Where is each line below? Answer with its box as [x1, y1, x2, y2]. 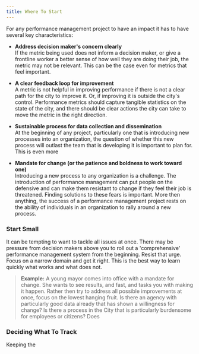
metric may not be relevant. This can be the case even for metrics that [14, 62, 187, 69]
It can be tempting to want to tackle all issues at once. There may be [6, 238, 173, 245]
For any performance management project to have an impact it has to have [6, 25, 189, 32]
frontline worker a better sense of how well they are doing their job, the [14, 55, 189, 62]
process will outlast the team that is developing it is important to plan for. [14, 141, 193, 148]
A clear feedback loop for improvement [14, 80, 114, 87]
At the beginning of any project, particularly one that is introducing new [14, 129, 189, 136]
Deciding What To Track [6, 327, 77, 336]
